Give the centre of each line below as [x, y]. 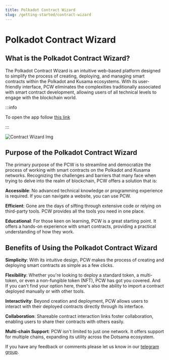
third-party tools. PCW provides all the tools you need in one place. [75, 211]
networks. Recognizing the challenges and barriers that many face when [81, 176]
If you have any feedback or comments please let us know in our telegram [82, 347]
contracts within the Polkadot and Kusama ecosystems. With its [71, 81]
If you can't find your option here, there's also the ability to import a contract [84, 286]
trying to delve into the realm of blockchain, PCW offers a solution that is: [81, 181]
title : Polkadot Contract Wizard [40, 10]
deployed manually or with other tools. [45, 291]
